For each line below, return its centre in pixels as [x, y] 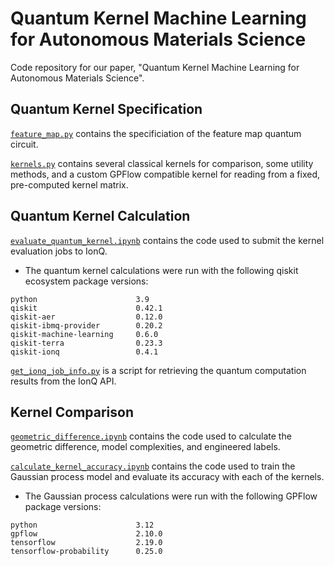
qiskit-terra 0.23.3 [86, 343]
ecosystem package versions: [86, 281]
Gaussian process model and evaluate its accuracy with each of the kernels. [167, 477]
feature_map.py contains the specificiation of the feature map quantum [156, 133]
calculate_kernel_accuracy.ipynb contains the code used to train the [153, 466]
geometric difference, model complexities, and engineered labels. [145, 447]
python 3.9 [80, 299]
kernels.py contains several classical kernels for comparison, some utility [162, 163]
